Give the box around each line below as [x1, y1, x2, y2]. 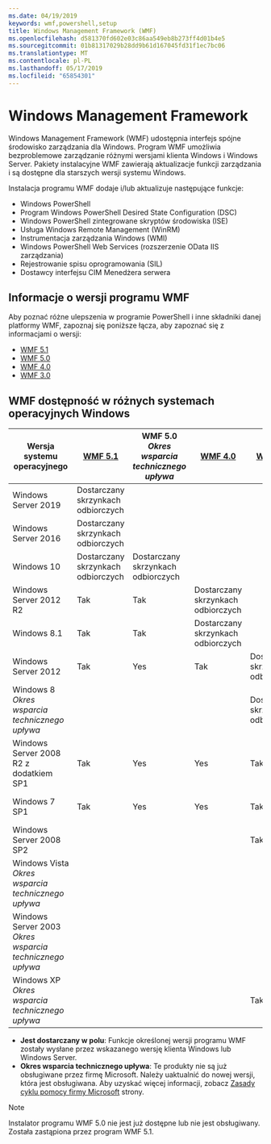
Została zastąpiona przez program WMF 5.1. [8, 1127, 155, 1137]
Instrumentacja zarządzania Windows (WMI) [19, 233, 168, 243]
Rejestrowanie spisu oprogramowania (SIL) [19, 259, 163, 269]
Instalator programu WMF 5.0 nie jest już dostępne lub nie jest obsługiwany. [8, 1118, 261, 1128]
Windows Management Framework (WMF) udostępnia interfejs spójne [8, 133, 242, 143]
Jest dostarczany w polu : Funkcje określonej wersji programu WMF [19, 1036, 247, 1046]
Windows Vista [12, 858, 69, 869]
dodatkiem [12, 768, 53, 779]
